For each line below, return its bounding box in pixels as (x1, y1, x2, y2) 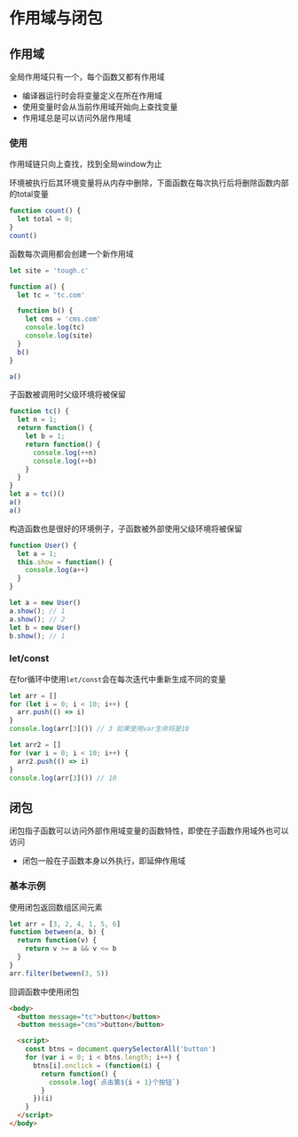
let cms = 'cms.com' (25, 314, 101, 324)
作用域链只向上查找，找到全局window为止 (9, 159, 162, 170)
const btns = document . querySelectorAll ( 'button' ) (25, 1045, 216, 1054)
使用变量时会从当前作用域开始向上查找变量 (21, 101, 178, 112)
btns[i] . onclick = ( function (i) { (32, 1061, 161, 1070)
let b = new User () (9, 623, 82, 632)
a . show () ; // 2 (9, 615, 66, 624)
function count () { (9, 206, 82, 216)
